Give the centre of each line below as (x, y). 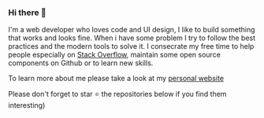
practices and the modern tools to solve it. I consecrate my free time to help (131, 46)
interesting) (27, 105)
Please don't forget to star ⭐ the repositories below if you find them (117, 94)
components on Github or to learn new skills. (81, 63)
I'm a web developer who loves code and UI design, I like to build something (132, 30)
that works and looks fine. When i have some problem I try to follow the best (132, 38)
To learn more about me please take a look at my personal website (116, 79)
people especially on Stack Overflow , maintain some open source (114, 55)
